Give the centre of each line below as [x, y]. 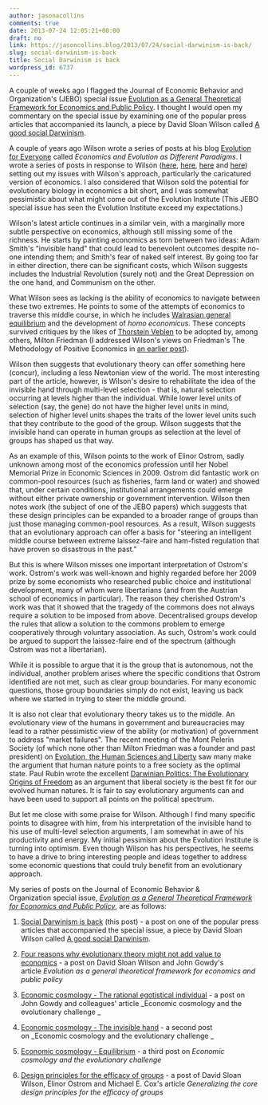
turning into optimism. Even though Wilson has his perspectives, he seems [132, 848]
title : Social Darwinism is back [65, 61]
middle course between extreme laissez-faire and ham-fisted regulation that [134, 540]
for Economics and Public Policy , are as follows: [88, 906]
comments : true [34, 23]
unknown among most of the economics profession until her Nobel [119, 464]
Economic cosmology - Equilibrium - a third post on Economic [122, 1051]
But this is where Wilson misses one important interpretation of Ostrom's [128, 564]
